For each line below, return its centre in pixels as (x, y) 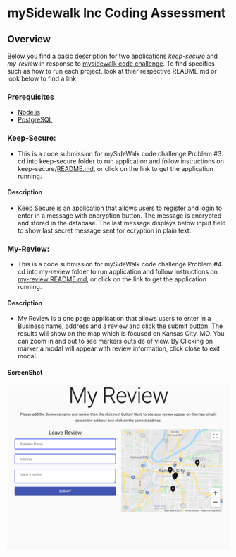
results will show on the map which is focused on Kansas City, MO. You (121, 334)
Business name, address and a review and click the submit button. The (120, 326)
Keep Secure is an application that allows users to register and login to (120, 208)
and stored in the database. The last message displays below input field (122, 223)
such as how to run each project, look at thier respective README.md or (112, 71)
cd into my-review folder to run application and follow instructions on (118, 272)
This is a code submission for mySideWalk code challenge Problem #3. (120, 153)
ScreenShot (25, 372)
